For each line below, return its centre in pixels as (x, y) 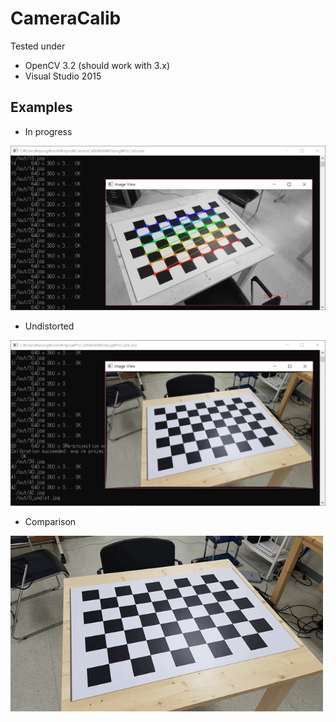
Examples (41, 107)
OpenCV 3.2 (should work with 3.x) (97, 65)
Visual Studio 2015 (63, 76)
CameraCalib (66, 18)
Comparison (50, 521)
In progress (48, 131)
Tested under (38, 46)
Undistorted (49, 326)
